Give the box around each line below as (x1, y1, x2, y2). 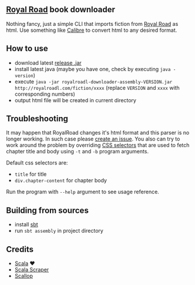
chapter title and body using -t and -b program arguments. (6, 148, 149, 155)
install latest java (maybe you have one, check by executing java (14, 65, 171, 72)
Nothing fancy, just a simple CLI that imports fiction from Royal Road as (6, 20, 179, 27)
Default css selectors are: (6, 159, 68, 166)
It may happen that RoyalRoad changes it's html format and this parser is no (6, 129, 190, 136)
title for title (14, 170, 47, 178)
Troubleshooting (6, 114, 69, 124)
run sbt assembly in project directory (14, 227, 104, 234)
